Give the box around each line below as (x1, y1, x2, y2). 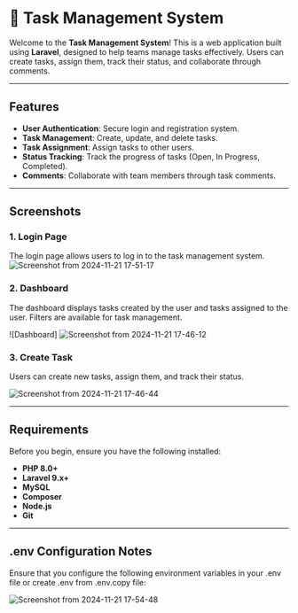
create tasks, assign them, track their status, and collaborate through (9, 56, 262, 66)
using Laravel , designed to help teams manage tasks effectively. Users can (9, 46, 284, 57)
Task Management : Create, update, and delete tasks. (21, 132, 218, 143)
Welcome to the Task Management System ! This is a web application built (9, 37, 282, 48)
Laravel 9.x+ (21, 472, 69, 483)
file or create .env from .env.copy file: (9, 577, 146, 587)
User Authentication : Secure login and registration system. (21, 123, 239, 134)
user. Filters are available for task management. (9, 312, 183, 322)
